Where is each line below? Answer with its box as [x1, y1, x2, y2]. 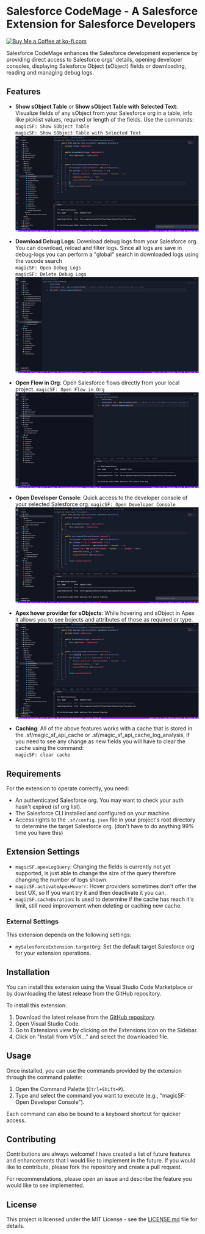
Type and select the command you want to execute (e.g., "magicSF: [15, 1092, 186, 1099]
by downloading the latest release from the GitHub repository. [6, 990, 162, 997]
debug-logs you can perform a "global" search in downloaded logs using [15, 251, 199, 258]
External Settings [6, 917, 59, 925]
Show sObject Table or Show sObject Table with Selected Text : [15, 103, 178, 110]
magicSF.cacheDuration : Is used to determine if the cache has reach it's [15, 895, 194, 903]
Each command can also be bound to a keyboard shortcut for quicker [6, 1110, 181, 1117]
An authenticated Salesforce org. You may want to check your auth [15, 796, 184, 804]
